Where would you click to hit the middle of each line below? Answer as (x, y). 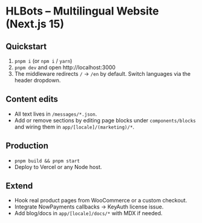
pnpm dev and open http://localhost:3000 (65, 67)
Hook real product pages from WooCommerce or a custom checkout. (101, 201)
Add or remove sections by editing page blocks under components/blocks (105, 120)
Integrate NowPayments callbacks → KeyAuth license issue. (89, 207)
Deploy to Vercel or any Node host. (58, 167)
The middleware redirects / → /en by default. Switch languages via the (103, 74)
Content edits (32, 99)
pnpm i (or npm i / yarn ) (43, 61)
